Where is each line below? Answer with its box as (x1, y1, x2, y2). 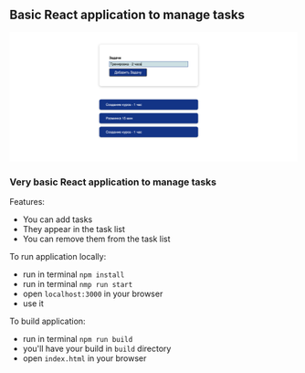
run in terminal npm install (22, 269, 125, 280)
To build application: (9, 315, 86, 327)
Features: (9, 197, 46, 208)
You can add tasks (22, 214, 93, 225)
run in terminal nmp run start (22, 279, 133, 290)
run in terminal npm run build (22, 334, 133, 345)
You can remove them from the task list (22, 233, 171, 245)
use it (22, 298, 44, 309)
